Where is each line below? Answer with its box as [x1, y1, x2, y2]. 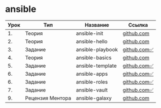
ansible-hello [75, 38, 107, 45]
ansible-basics [75, 54, 111, 61]
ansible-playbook [75, 46, 118, 53]
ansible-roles [75, 78, 108, 85]
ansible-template [75, 62, 117, 69]
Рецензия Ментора [24, 95, 71, 102]
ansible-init [75, 30, 103, 37]
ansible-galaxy [75, 95, 112, 102]
